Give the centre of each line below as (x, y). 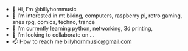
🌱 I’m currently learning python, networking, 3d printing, (82, 28)
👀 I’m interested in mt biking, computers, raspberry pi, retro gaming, (97, 16)
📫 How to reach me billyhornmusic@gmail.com (72, 41)
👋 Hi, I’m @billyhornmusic (44, 9)
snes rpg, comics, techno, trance (54, 22)
